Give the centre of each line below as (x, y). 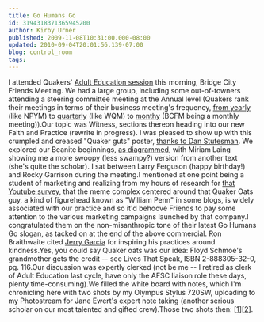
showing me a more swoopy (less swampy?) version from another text (123, 157)
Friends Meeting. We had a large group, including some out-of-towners (124, 90)
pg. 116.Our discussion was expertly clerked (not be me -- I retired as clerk (130, 267)
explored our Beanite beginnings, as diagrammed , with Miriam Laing (120, 149)
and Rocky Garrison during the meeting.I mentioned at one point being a (126, 174)
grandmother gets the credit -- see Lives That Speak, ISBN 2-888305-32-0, (132, 259)
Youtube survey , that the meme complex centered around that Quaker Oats (131, 191)
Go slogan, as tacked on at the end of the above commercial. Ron (115, 233)
